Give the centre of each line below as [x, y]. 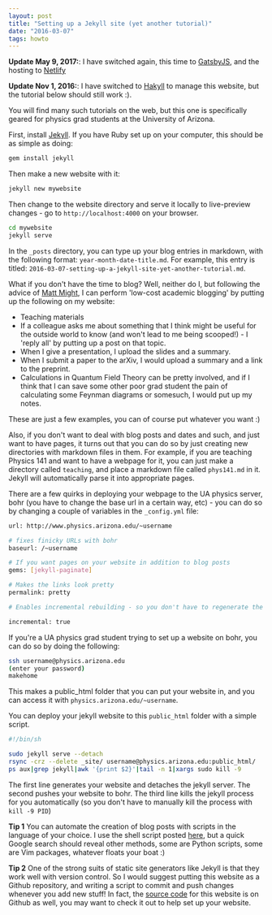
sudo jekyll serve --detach [56, 754]
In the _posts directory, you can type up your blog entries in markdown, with [136, 251]
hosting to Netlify [37, 71]
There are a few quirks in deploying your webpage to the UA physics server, [136, 493]
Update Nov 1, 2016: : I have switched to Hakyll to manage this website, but [134, 86]
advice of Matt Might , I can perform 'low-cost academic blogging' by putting [136, 293]
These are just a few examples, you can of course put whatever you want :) [134, 418]
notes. [31, 403]
